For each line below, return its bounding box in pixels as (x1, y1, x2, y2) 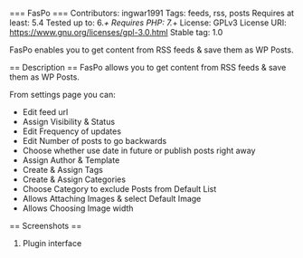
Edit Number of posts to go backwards (22, 136, 167, 146)
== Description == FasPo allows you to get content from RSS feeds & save (9, 62, 287, 72)
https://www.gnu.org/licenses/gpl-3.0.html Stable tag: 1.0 (9, 27, 223, 37)
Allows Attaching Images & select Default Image (22, 194, 202, 204)
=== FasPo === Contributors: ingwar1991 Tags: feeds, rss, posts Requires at (9, 8, 295, 18)
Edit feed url (22, 107, 69, 117)
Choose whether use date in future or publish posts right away (22, 145, 256, 156)
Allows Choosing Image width (22, 203, 134, 214)
